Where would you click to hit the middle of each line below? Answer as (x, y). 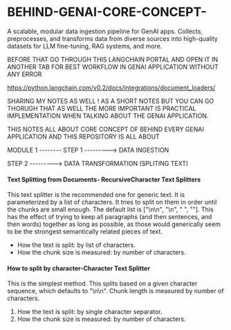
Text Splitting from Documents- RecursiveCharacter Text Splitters (104, 179)
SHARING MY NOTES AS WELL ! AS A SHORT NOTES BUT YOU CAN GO (111, 101)
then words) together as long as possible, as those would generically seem (114, 224)
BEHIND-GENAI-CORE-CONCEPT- (107, 12)
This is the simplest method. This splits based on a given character (102, 284)
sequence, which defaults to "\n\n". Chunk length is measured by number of (115, 291)
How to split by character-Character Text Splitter (79, 268)
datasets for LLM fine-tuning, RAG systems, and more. (85, 46)
